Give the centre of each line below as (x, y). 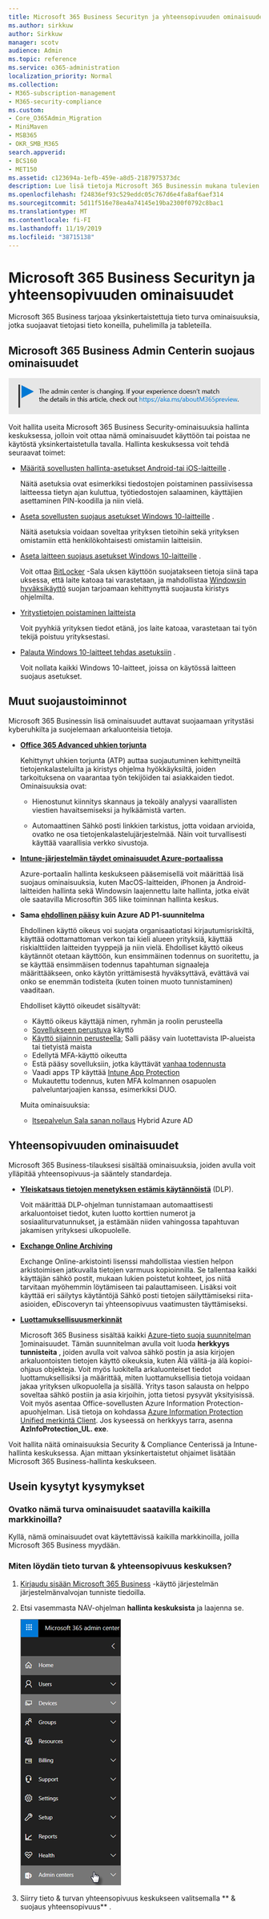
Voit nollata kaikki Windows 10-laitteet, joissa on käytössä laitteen (128, 668)
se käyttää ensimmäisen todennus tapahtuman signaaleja (114, 964)
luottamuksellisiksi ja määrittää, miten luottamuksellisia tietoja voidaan (135, 1377)
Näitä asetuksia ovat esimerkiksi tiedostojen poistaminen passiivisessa (137, 484)
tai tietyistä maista (62, 1046)
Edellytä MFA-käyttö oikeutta (79, 1055)
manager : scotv (34, 43)
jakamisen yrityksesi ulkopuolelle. (75, 1230)
